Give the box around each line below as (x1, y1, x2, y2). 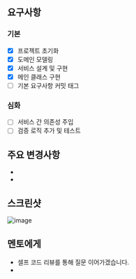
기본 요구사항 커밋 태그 (17, 81, 80, 89)
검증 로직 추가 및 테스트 (17, 126, 82, 135)
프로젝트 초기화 (17, 46, 59, 54)
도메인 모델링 (17, 55, 54, 63)
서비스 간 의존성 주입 (17, 118, 74, 126)
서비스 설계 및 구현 (17, 63, 68, 72)
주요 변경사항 (7, 149, 61, 160)
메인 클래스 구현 (17, 73, 61, 81)
